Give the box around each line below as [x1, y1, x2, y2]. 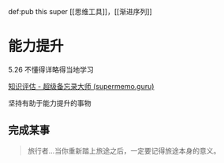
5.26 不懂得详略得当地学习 [8, 65, 95, 74]
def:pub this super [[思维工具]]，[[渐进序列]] [8, 7, 152, 16]
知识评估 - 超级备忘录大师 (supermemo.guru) [8, 81, 155, 91]
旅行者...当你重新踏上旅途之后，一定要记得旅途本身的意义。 [27, 146, 221, 155]
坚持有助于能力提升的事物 [8, 98, 91, 108]
